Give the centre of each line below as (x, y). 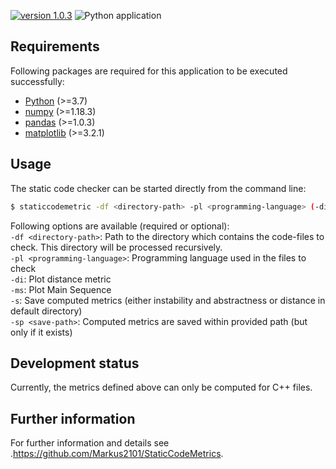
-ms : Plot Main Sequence (61, 289)
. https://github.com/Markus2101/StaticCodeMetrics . (117, 454)
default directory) (46, 311)
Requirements (55, 46)
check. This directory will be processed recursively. (116, 247)
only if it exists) (41, 332)
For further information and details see (90, 443)
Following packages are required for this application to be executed (149, 71)
